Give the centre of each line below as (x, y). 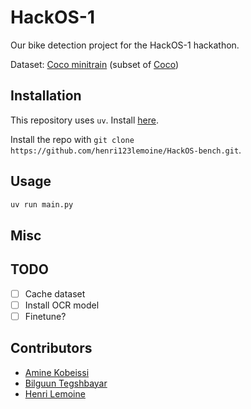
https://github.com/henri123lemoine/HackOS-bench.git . (126, 150)
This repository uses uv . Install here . (84, 120)
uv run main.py (42, 204)
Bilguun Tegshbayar (66, 383)
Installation (46, 96)
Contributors (51, 348)
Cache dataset (55, 293)
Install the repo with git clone (72, 139)
